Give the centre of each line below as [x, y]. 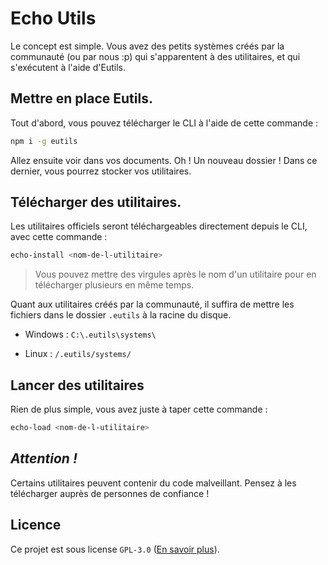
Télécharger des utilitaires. [96, 202]
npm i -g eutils [44, 141]
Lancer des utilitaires [77, 385]
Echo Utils [53, 18]
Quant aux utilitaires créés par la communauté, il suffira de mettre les [152, 304]
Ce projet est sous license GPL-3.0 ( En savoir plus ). [115, 549]
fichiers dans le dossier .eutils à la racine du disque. [121, 315]
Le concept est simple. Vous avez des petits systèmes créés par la [147, 46]
